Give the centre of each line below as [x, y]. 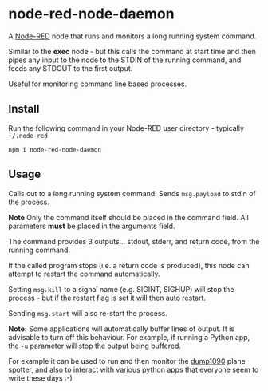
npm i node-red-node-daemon [55, 150]
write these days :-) [41, 378]
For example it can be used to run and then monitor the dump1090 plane [127, 361]
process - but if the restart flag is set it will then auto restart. [107, 298]
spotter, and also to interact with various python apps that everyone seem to [134, 369]
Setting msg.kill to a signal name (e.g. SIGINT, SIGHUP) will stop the [121, 289]
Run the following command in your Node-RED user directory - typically [126, 128]
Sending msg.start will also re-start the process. [88, 313]
